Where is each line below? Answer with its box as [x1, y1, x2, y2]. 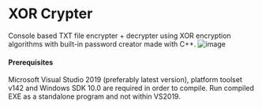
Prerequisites [8, 57, 54, 67]
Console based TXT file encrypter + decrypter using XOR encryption [8, 31, 231, 40]
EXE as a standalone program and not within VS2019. [8, 92, 182, 101]
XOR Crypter [8, 5, 93, 23]
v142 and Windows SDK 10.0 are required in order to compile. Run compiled [8, 84, 255, 93]
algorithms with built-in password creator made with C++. [8, 39, 196, 48]
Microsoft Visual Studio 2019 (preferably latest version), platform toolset [8, 75, 242, 85]
